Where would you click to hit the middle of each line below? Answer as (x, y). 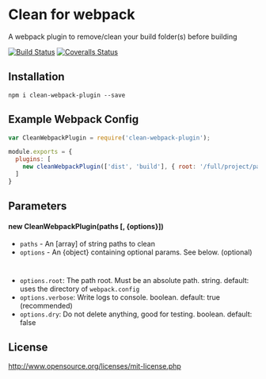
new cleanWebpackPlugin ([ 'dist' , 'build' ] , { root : (109, 167)
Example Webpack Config (74, 119)
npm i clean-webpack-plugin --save (67, 95)
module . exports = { (40, 152)
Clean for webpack (72, 15)
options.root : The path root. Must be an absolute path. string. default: (134, 280)
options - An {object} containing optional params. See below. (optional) (136, 252)
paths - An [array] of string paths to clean (87, 244)
